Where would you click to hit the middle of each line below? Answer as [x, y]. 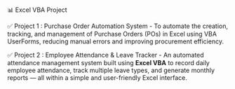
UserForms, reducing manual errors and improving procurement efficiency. [116, 41]
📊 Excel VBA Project [38, 10]
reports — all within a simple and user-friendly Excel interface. [98, 78]
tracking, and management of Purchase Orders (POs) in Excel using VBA [112, 34]
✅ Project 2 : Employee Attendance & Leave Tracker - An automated [106, 55]
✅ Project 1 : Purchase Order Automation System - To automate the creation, [118, 26]
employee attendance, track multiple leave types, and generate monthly [111, 70]
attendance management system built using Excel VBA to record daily [109, 63]
